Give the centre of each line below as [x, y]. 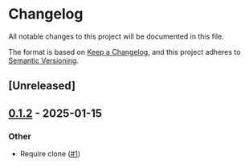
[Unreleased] [42, 86]
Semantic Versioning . [43, 60]
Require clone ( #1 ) [50, 154]
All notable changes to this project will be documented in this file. [116, 36]
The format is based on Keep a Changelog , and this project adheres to [124, 52]
